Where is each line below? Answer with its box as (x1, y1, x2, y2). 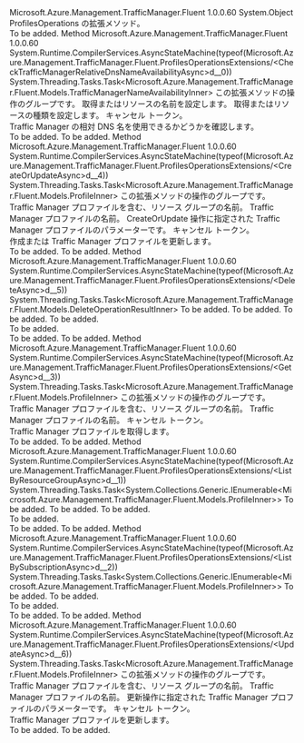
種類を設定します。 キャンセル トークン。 (33, 110, 188, 120)
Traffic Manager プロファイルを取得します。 (9, 426, 174, 437)
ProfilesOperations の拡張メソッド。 (9, 18, 145, 28)
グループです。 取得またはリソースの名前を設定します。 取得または (25, 98, 274, 109)
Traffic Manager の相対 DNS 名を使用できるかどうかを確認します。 (9, 121, 259, 132)
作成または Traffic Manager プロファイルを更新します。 (9, 236, 216, 246)
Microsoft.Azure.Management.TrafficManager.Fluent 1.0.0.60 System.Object (9, 7, 294, 17)
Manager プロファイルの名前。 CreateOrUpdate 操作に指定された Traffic (9, 213, 281, 223)
